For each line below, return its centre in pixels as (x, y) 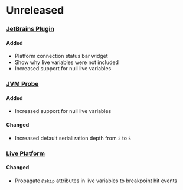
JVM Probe (22, 84)
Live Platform (26, 153)
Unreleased (35, 10)
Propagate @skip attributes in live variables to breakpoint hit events (96, 181)
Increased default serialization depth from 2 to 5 (73, 138)
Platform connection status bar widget (61, 56)
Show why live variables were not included (67, 62)
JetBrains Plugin (30, 29)
